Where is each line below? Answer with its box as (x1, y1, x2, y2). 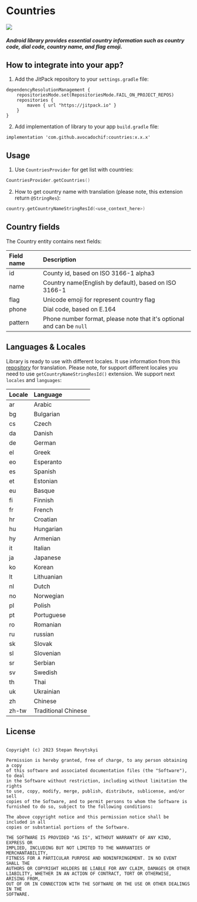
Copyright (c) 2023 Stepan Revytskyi (6, 747, 98, 753)
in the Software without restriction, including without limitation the (6, 778, 188, 784)
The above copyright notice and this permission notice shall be (6, 814, 169, 820)
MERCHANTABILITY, (6, 850, 49, 856)
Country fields (6, 222, 60, 232)
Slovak (33, 639, 53, 648)
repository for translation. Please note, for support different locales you (6, 364, 178, 371)
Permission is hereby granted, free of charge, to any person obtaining (6, 758, 188, 764)
